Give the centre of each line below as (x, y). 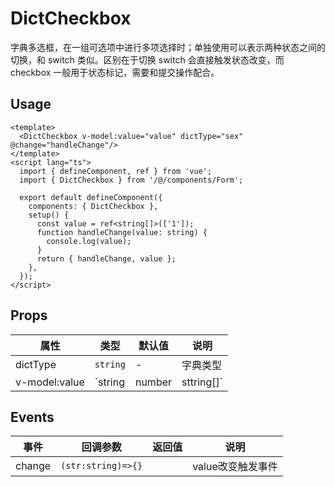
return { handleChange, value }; (106, 258)
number (153, 382)
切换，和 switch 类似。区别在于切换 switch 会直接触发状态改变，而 (147, 59)
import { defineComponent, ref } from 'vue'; (116, 171)
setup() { (49, 215)
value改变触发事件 (235, 467)
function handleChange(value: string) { (122, 232)
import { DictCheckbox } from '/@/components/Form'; (131, 180)
